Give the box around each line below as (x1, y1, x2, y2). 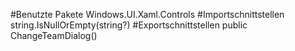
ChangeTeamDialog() (10, 30, 98, 41)
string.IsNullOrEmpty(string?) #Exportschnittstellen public (10, 19, 248, 31)
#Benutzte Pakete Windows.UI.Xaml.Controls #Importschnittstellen (10, 9, 285, 20)
